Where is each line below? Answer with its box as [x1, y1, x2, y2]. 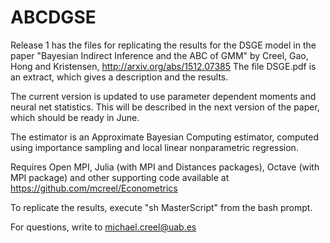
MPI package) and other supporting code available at [10, 171, 230, 183]
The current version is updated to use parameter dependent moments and [10, 90, 317, 102]
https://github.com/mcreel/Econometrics [10, 182, 178, 194]
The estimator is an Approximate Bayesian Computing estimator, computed [10, 131, 319, 143]
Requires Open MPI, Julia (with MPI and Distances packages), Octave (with [10, 161, 320, 173]
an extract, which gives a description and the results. [10, 71, 229, 83]
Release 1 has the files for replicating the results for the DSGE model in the [10, 39, 317, 51]
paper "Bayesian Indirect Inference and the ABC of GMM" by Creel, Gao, [10, 49, 309, 61]
